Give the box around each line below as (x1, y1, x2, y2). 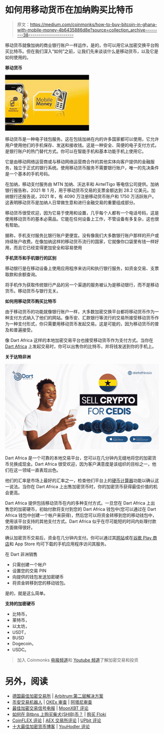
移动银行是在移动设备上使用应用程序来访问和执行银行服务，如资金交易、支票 (5, 265, 159, 271)
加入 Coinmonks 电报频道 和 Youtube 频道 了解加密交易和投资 (17, 657, 139, 663)
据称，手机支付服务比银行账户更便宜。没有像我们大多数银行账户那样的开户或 (5, 232, 159, 238)
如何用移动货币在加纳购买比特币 (5, 4, 134, 16)
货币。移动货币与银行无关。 (5, 288, 61, 294)
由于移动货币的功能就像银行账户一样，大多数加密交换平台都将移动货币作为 (5, 308, 155, 315)
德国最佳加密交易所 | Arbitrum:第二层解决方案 (12, 693, 103, 699)
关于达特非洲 (5, 354, 31, 359)
